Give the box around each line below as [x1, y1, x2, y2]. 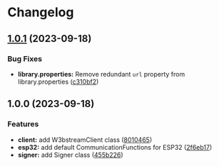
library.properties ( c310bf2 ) [17, 77, 99, 86]
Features [7, 119, 39, 129]
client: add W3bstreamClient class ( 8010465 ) [17, 135, 153, 144]
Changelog [7, 4, 74, 21]
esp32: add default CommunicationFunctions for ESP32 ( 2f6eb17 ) [17, 143, 213, 151]
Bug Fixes [7, 54, 43, 64]
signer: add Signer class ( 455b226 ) [17, 150, 123, 159]
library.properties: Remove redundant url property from [17, 70, 185, 78]
